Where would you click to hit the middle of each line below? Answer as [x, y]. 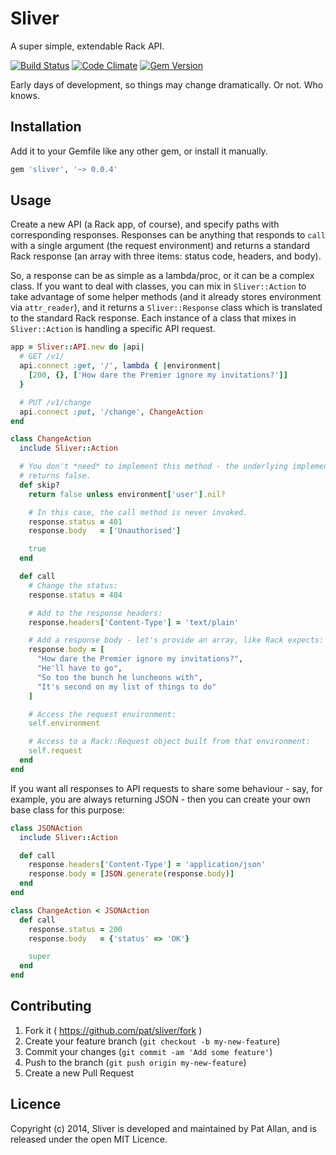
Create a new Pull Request [79, 1073]
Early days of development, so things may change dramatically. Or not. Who [167, 84]
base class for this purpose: [67, 809]
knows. [25, 95]
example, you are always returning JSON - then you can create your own [160, 799]
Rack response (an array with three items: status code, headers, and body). [166, 256]
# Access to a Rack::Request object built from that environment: [169, 742]
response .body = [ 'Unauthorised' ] [105, 531]
